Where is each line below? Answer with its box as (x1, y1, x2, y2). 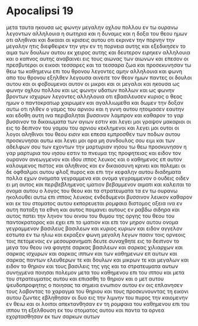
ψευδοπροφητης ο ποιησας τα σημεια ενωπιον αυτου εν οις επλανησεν (6, 281, 183, 288)
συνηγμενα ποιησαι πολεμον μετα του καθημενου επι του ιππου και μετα (6, 269, 185, 276)
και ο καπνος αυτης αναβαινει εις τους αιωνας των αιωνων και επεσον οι (6, 55, 189, 62)
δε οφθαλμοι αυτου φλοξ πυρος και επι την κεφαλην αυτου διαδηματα (6, 168, 181, 175)
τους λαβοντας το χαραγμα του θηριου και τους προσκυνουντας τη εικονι (6, 288, 189, 295)
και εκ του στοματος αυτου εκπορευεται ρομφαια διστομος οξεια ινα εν (6, 199, 183, 206)
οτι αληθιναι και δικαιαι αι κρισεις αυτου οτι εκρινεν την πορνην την (6, 36, 176, 43)
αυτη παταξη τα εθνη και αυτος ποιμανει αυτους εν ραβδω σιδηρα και (6, 206, 180, 213)
